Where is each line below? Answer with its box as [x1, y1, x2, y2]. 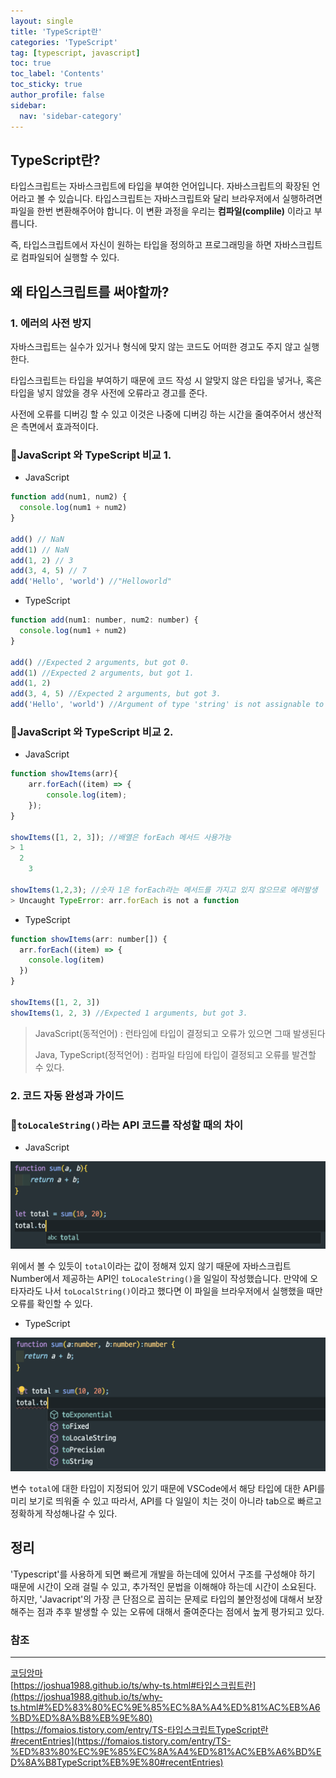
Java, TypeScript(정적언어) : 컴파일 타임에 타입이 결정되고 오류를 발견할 [34, 1048, 317, 1060]
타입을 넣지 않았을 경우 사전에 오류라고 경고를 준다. [10, 387, 208, 399]
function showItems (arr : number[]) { [10, 934, 168, 944]
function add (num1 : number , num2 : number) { [10, 615, 199, 625]
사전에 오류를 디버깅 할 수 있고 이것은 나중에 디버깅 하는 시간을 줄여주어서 [10, 408, 296, 420]
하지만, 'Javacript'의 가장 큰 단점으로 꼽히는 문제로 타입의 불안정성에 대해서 [10, 1593, 305, 1605]
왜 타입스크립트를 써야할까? [10, 283, 170, 300]
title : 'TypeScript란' [10, 26, 103, 37]
